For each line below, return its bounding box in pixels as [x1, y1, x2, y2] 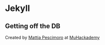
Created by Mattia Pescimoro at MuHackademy [5, 34, 100, 40]
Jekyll [5, 3, 30, 14]
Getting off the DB [5, 22, 61, 30]
